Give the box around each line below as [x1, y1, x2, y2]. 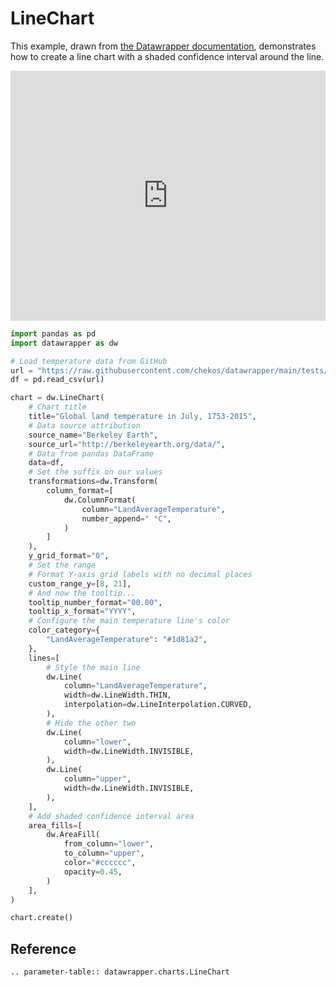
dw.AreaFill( [46, 830, 101, 840]
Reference [10, 940, 77, 957]
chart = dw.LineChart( [10, 393, 105, 403]
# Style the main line [46, 662, 141, 672]
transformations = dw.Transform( [28, 477, 159, 487]
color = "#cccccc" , [63, 858, 137, 868]
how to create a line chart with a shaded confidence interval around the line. [10, 50, 325, 62]
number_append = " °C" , [81, 513, 172, 524]
